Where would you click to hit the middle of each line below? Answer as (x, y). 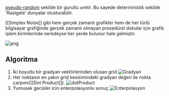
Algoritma (22, 59)
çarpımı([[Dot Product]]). (39, 82)
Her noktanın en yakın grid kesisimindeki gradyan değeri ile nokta (82, 77)
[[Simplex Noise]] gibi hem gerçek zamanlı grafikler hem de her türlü (78, 23)
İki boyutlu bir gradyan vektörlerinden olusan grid (65, 71)
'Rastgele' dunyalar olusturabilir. (39, 13)
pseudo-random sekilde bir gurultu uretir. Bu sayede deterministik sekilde (83, 7)
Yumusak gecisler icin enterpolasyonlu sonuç (61, 88)
